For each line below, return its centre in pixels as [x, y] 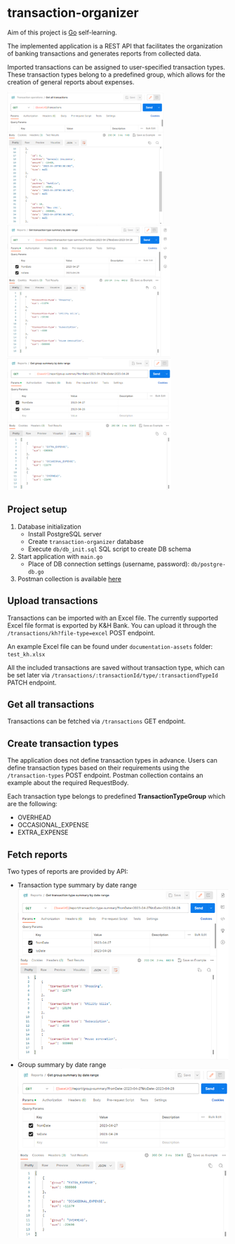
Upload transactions [53, 601]
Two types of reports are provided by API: [68, 872]
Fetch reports [38, 854]
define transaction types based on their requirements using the [99, 768]
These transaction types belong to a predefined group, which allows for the [116, 74]
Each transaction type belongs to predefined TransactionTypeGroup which [116, 796]
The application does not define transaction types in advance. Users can [112, 760]
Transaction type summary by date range [77, 885]
